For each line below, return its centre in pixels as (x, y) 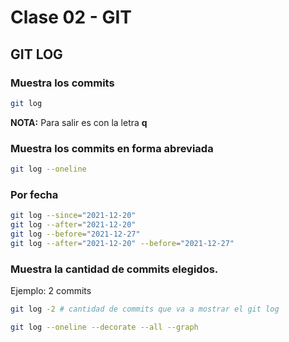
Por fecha (34, 194)
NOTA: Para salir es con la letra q (79, 122)
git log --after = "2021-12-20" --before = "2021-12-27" (122, 243)
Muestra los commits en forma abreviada (112, 148)
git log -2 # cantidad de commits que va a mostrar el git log (145, 309)
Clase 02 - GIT (71, 17)
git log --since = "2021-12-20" (73, 216)
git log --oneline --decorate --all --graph (104, 327)
